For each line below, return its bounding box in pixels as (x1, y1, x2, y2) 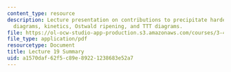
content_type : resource (7, 10, 76, 17)
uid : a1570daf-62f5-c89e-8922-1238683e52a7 (7, 55, 134, 62)
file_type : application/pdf (7, 36, 88, 43)
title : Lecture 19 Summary (7, 49, 85, 56)
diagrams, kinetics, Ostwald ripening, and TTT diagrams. (13, 23, 184, 29)
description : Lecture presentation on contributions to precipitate (7, 16, 208, 23)
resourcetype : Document (7, 42, 76, 49)
